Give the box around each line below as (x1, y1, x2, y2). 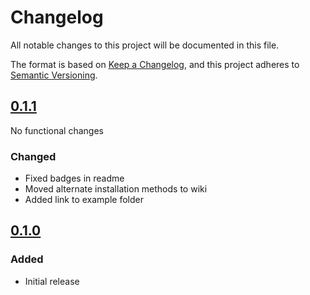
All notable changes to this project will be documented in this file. (10, 39, 280, 51)
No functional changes (10, 124, 104, 136)
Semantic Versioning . (10, 69, 98, 81)
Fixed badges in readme (24, 172, 125, 185)
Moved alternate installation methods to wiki (24, 183, 208, 195)
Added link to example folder (24, 194, 144, 206)
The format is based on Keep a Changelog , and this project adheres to (10, 58, 300, 70)
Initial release (24, 275, 80, 287)
